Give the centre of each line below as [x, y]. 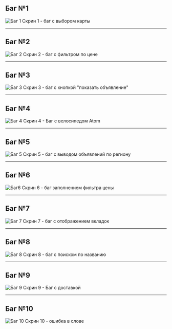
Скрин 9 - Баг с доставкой [52, 288]
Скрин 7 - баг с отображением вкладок [66, 221]
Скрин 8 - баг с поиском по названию [64, 254]
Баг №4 [18, 108]
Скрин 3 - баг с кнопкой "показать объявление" [76, 87]
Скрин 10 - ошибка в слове [55, 321]
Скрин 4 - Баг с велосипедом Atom [62, 121]
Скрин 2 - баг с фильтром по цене [60, 54]
